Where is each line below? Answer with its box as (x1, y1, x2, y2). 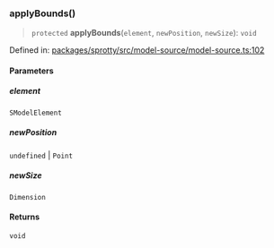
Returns (9, 211, 40, 222)
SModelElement (9, 108, 63, 117)
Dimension (9, 192, 47, 201)
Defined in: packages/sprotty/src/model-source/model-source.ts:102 (9, 45, 265, 56)
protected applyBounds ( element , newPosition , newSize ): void (31, 28, 258, 38)
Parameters (9, 65, 54, 76)
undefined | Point (9, 150, 74, 160)
